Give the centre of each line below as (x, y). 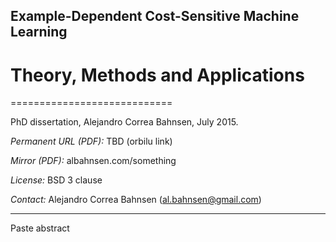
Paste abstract (40, 228)
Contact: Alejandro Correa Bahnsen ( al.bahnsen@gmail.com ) (136, 200)
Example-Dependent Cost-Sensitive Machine (155, 16)
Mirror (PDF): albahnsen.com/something (93, 161)
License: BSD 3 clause (56, 180)
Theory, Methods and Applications (157, 75)
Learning (39, 32)
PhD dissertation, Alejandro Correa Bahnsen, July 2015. (124, 122)
